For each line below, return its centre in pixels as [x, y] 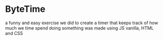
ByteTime [25, 9]
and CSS [14, 33]
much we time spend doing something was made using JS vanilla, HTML [80, 28]
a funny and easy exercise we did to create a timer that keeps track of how [81, 23]
